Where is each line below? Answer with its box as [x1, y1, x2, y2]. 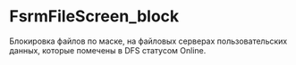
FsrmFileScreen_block [9, 6, 180, 27]
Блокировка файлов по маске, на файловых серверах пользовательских [9, 36, 288, 46]
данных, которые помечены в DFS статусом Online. [9, 45, 207, 55]
